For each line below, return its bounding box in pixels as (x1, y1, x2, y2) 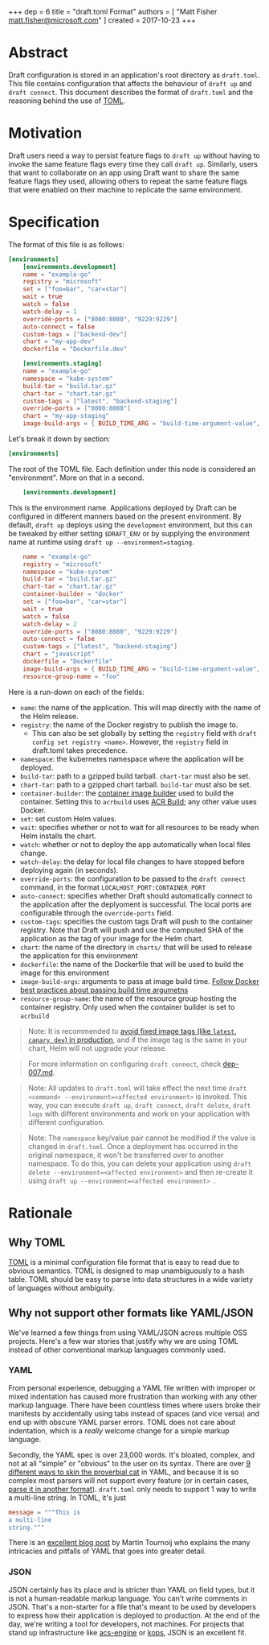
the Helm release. (19, 711, 79, 721)
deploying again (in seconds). (19, 865, 119, 874)
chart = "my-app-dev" (22, 337, 95, 345)
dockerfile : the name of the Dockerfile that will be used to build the (19, 959, 244, 969)
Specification (8, 213, 100, 232)
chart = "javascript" (22, 650, 95, 659)
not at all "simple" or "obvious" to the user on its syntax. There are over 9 (8, 1458, 251, 1468)
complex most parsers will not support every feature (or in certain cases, (8, 1475, 250, 1485)
